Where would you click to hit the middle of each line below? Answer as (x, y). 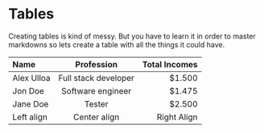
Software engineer (97, 91)
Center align (97, 117)
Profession (97, 64)
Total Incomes (170, 64)
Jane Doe (31, 103)
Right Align (177, 117)
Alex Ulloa (31, 78)
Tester (96, 103)
